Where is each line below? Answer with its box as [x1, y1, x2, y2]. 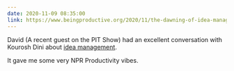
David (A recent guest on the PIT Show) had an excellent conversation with [7, 35, 223, 43]
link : [7, 17, 23, 23]
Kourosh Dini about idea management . [7, 43, 117, 51]
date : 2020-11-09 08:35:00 [7, 10, 86, 17]
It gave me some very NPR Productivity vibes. [7, 56, 139, 64]
